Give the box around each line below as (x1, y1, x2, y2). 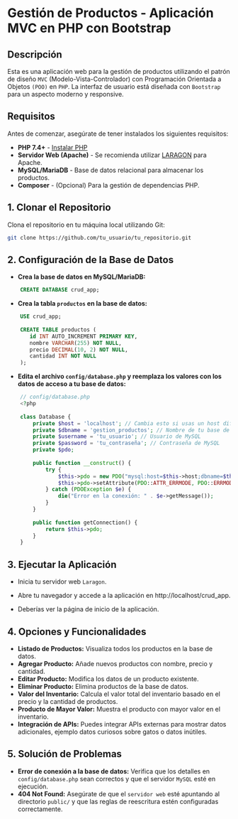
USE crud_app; (20, 313, 62, 321)
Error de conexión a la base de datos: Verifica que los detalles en (17, 766, 210, 776)
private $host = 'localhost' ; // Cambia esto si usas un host (33, 419, 220, 427)
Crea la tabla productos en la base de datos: (17, 299, 147, 308)
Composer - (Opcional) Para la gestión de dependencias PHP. (17, 181, 200, 189)
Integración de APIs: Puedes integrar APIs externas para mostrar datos (17, 719, 227, 728)
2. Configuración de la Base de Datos (7, 254, 174, 266)
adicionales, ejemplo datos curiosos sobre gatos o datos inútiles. (17, 727, 207, 736)
